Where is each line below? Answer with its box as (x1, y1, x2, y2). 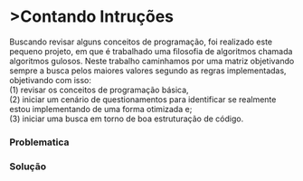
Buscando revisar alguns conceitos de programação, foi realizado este (9, 36, 273, 47)
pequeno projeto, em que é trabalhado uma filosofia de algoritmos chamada (9, 45, 293, 56)
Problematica (9, 136, 70, 148)
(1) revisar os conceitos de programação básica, (9, 84, 189, 95)
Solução (9, 160, 47, 173)
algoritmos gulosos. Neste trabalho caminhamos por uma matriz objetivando (9, 55, 295, 66)
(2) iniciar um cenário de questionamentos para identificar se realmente (9, 93, 277, 105)
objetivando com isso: (9, 74, 92, 85)
